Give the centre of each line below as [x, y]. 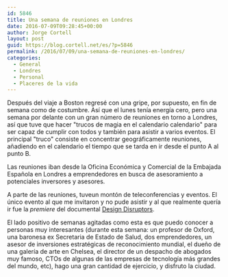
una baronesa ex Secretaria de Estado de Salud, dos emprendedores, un [110, 237]
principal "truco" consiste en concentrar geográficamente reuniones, [104, 139]
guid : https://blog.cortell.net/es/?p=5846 [70, 45]
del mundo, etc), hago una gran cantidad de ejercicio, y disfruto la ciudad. [111, 266]
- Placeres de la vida [46, 83]
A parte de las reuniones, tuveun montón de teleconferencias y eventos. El [112, 195]
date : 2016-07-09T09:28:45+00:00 [55, 26]
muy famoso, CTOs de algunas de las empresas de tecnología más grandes [114, 259]
